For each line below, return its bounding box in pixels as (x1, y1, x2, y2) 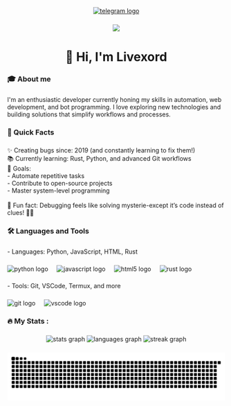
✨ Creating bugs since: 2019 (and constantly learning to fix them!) (7, 145, 196, 155)
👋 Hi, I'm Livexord (65, 49, 167, 65)
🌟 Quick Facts (7, 127, 55, 137)
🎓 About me (7, 74, 51, 84)
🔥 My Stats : (7, 317, 49, 326)
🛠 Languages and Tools (7, 226, 90, 236)
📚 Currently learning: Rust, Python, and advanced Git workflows (7, 154, 192, 162)
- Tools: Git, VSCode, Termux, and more (7, 282, 121, 290)
